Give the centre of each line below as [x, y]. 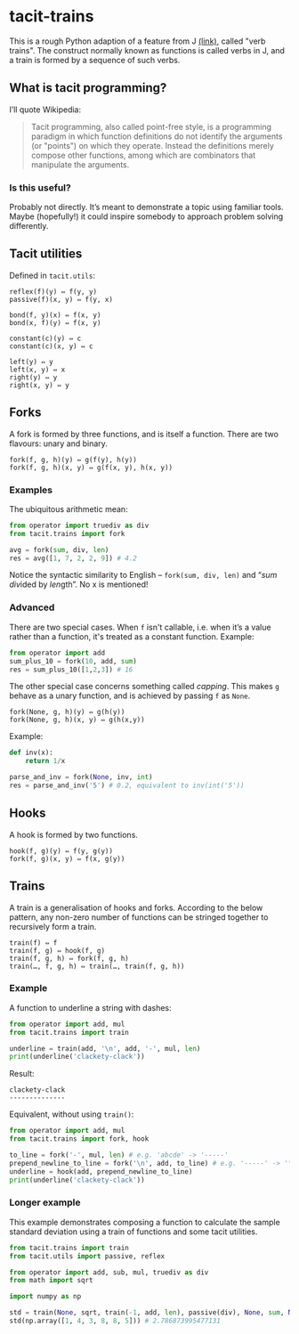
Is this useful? [40, 187]
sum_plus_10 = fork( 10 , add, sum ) [73, 661]
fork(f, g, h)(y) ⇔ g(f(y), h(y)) [73, 460]
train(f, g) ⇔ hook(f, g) [57, 950]
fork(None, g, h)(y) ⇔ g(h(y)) [67, 712]
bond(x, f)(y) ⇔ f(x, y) [55, 322]
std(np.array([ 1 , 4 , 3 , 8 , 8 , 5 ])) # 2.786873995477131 [115, 1321]
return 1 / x [45, 761]
